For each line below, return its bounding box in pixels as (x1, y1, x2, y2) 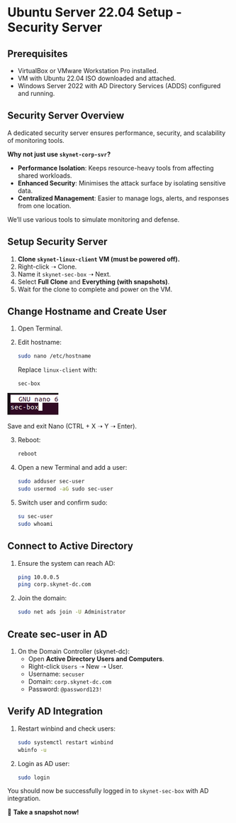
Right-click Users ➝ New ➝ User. (28, 662, 124, 670)
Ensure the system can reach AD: (17, 559, 116, 567)
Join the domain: (17, 594, 67, 603)
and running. (17, 90, 55, 97)
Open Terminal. (17, 324, 63, 333)
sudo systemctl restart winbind (17, 738, 113, 746)
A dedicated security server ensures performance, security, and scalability (7, 129, 226, 137)
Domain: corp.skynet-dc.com (28, 677, 112, 686)
